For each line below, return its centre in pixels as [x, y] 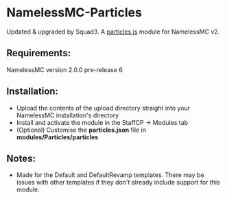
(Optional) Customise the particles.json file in [81, 130]
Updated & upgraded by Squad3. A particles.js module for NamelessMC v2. [113, 32]
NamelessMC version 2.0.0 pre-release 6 [64, 69]
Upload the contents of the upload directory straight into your [103, 108]
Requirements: [39, 53]
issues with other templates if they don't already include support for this [118, 183]
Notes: [21, 158]
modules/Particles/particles [57, 137]
